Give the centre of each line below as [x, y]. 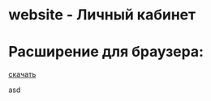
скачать [22, 74]
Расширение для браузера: [106, 52]
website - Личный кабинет [102, 15]
